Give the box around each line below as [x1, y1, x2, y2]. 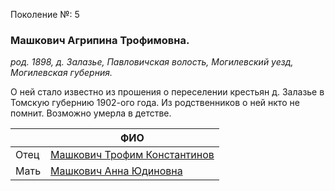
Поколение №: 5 [10, 9, 80, 20]
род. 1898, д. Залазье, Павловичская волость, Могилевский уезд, [10, 56, 294, 68]
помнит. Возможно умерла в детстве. [10, 107, 172, 119]
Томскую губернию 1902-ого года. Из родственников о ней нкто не [10, 97, 300, 109]
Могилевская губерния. [10, 67, 113, 79]
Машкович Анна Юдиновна [50, 164, 183, 178]
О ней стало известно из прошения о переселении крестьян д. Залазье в [10, 86, 325, 98]
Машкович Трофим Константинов [50, 148, 215, 162]
